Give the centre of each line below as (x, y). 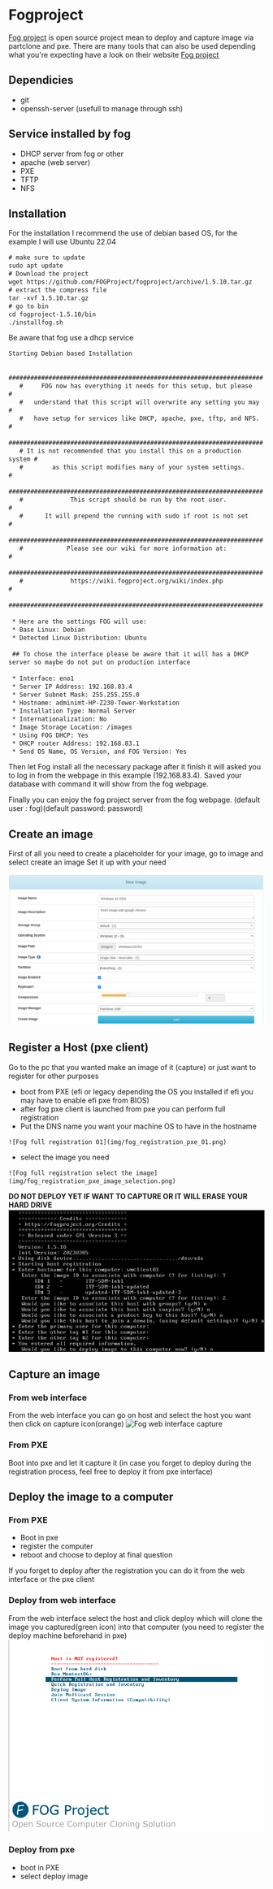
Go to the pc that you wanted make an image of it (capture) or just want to (132, 1067)
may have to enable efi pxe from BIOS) (85, 1100)
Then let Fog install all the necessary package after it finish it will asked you (135, 767)
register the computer (56, 1546)
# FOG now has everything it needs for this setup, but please (136, 386)
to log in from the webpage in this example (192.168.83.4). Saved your (125, 776)
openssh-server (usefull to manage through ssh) (102, 108)
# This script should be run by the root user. (123, 500)
